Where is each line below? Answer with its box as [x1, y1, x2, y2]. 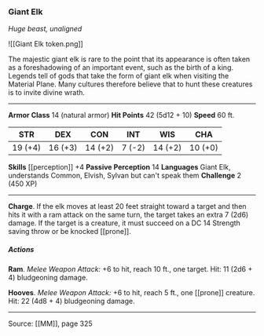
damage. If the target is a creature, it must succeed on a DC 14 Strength [8, 218, 241, 228]
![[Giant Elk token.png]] [8, 39, 84, 49]
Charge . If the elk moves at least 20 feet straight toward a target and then [8, 202, 247, 211]
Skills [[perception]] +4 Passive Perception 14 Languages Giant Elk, [8, 163, 231, 172]
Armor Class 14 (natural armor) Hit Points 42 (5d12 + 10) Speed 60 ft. [8, 111, 235, 120]
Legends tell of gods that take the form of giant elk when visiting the [8, 71, 229, 81]
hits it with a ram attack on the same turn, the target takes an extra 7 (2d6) [8, 210, 249, 220]
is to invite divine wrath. [8, 88, 85, 97]
